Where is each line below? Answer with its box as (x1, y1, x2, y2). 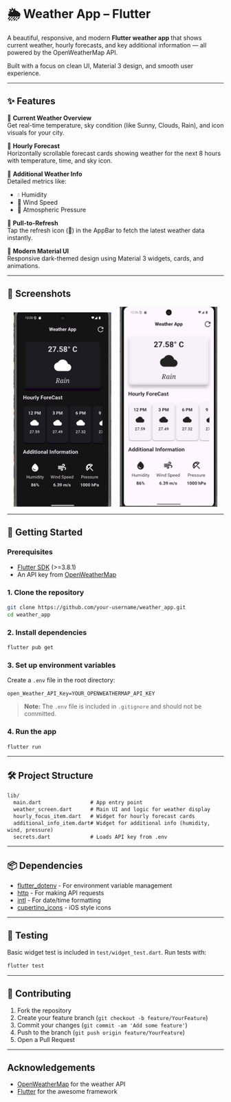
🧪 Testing (7, 930, 49, 941)
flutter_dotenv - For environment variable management (16, 881, 173, 890)
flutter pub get (7, 644, 54, 651)
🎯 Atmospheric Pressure (16, 205, 87, 214)
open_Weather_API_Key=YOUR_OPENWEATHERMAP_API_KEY (7, 691, 155, 697)
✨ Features (7, 95, 56, 108)
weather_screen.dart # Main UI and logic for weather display (13, 806, 211, 813)
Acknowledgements (7, 1061, 96, 1073)
